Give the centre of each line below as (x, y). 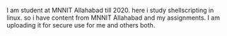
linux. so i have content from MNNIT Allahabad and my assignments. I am (113, 18)
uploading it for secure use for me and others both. (81, 25)
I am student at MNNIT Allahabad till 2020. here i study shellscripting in (110, 10)
